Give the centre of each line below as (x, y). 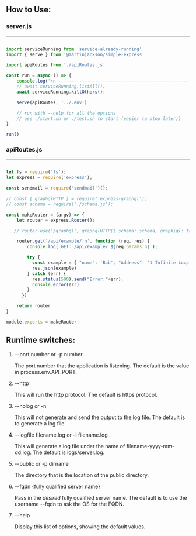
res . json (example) (54, 268)
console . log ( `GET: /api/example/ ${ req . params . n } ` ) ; (92, 247)
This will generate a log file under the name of (70, 446)
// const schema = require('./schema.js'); (60, 204)
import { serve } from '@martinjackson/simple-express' (75, 54)
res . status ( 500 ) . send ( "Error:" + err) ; (78, 279)
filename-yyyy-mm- (150, 446)
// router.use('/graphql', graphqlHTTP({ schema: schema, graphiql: (99, 231)
